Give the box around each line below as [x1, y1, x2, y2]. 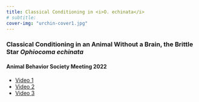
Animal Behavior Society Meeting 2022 [6, 63, 107, 70]
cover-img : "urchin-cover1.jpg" [6, 20, 88, 26]
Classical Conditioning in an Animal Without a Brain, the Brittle [6, 40, 194, 49]
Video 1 [15, 76, 34, 84]
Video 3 [15, 89, 35, 97]
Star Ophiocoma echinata [6, 48, 83, 56]
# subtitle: [6, 15, 36, 21]
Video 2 [15, 83, 35, 90]
